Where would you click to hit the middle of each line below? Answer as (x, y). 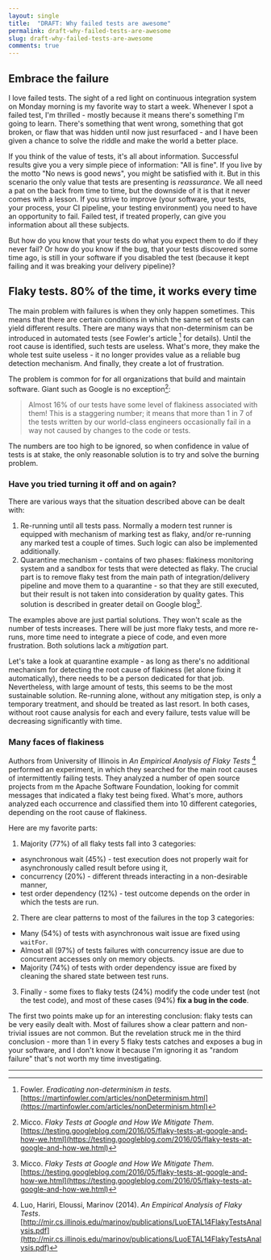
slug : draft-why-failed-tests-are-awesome (81, 38)
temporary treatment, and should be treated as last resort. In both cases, (129, 704)
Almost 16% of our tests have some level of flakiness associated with (143, 405)
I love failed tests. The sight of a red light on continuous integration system (132, 98)
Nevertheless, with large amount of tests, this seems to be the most (121, 687)
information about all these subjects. (69, 225)
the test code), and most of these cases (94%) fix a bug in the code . (134, 1000)
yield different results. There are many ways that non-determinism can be (131, 328)
